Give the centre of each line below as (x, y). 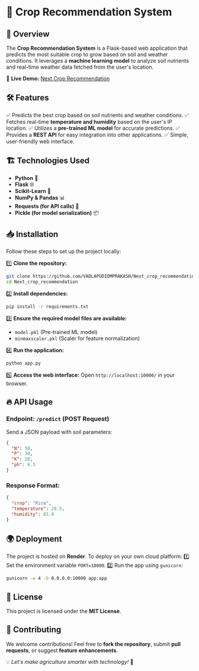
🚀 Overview (28, 34)
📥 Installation (32, 234)
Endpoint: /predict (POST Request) (58, 419)
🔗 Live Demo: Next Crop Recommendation (58, 78)
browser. (17, 383)
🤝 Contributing (34, 630)
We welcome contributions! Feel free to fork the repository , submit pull (94, 644)
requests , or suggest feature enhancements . (62, 650)
